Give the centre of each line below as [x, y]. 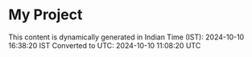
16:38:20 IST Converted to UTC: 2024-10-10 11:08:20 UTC [105, 45]
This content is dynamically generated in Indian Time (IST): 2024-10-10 [126, 37]
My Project [45, 15]
